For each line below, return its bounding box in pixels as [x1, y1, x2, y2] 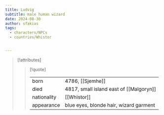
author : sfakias [5, 21, 39, 26]
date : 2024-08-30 [5, 16, 41, 21]
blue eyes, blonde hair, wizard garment [65, 102, 156, 109]
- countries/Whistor [9, 35, 52, 40]
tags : [5, 26, 16, 31]
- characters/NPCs [9, 30, 48, 35]
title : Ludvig [5, 7, 35, 12]
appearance [32, 102, 60, 109]
